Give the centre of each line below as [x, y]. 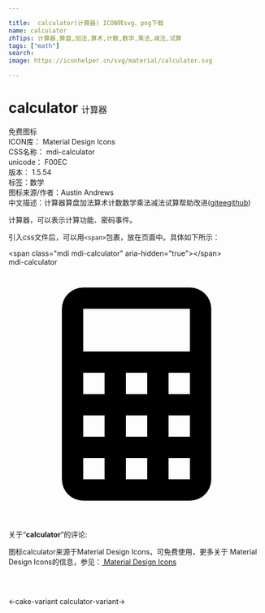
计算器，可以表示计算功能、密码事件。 [72, 219]
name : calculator [38, 30]
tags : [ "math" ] [34, 45]
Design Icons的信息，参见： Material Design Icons [93, 562]
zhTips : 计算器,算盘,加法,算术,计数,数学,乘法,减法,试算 [95, 38]
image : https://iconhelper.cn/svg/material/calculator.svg [111, 61]
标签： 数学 [26, 182]
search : [22, 54]
